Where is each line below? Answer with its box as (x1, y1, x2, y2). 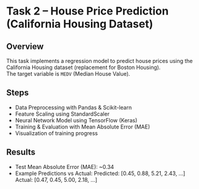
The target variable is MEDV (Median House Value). (6, 70, 130, 77)
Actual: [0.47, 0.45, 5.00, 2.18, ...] (15, 176, 98, 183)
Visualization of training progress (15, 129, 98, 137)
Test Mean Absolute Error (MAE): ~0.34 (15, 163, 114, 170)
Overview (6, 41, 44, 51)
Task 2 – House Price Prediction (6, 4, 169, 18)
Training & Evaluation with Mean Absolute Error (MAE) (15, 123, 150, 130)
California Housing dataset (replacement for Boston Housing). (6, 64, 161, 71)
